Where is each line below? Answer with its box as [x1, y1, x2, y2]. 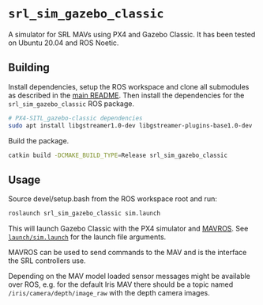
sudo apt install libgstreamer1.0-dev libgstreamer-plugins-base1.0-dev [8, 121, 253, 129]
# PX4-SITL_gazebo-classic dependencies [8, 114, 144, 122]
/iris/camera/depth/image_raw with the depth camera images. [8, 288, 211, 298]
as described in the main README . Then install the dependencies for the [8, 90, 245, 100]
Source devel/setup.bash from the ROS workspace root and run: [8, 194, 217, 204]
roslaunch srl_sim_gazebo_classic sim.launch [8, 209, 160, 218]
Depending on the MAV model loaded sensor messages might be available [8, 272, 251, 281]
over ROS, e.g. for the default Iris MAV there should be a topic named [8, 280, 234, 289]
